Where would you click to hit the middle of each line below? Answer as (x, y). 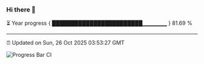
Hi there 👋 (21, 10)
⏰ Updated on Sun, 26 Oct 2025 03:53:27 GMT (66, 43)
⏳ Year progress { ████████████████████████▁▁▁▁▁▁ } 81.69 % (99, 23)
